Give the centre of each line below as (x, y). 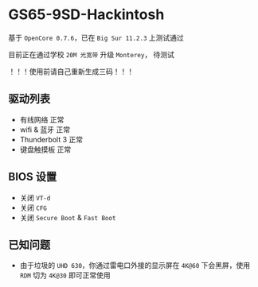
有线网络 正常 (42, 119)
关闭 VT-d (35, 197)
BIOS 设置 (33, 177)
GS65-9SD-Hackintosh (86, 15)
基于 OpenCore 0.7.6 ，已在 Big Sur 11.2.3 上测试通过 (96, 37)
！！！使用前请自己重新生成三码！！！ (71, 71)
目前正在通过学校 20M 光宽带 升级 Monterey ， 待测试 (92, 54)
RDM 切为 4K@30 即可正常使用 (65, 275)
